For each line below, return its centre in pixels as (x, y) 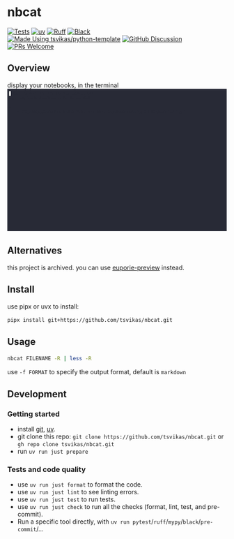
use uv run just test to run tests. (67, 499)
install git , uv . (36, 429)
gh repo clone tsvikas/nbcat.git (66, 444)
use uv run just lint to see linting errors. (78, 492)
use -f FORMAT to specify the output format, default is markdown (97, 372)
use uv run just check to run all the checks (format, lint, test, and (112, 507)
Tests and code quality (46, 469)
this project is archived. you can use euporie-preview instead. (96, 267)
